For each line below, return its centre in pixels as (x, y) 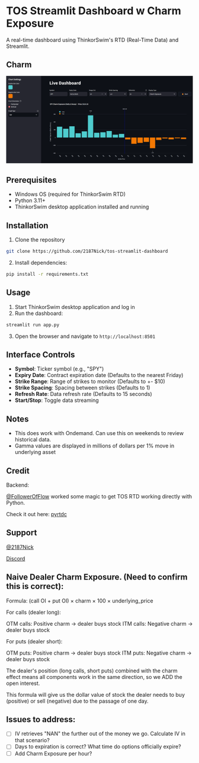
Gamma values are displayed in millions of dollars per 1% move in (94, 446)
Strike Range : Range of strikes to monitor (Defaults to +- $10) (90, 381)
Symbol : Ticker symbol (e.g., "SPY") (59, 369)
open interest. (23, 683)
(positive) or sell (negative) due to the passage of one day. (78, 701)
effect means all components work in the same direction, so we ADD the (94, 677)
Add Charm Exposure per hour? (53, 754)
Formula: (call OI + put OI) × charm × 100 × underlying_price (80, 601)
